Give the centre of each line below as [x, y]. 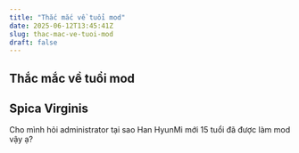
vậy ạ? [21, 140]
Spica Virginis [49, 109]
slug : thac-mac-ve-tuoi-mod [62, 34]
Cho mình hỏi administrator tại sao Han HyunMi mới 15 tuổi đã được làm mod [150, 130]
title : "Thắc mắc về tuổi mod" [67, 17]
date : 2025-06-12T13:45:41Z [62, 26]
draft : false [33, 42]
